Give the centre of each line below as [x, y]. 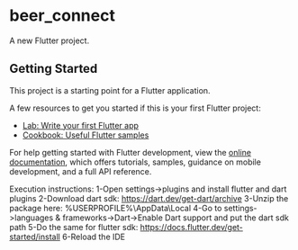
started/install [35, 237]
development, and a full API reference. [81, 171]
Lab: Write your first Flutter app [81, 125]
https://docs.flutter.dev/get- [191, 227]
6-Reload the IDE [94, 237]
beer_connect [62, 16]
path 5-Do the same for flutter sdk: [74, 227]
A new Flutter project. [50, 40]
